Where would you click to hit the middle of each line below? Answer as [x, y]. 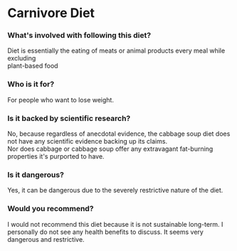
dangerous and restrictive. [46, 239]
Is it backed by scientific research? [69, 118]
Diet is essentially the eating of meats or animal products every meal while [116, 50]
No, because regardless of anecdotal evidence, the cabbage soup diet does [119, 134]
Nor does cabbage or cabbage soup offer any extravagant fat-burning [110, 149]
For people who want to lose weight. [60, 100]
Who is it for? [31, 85]
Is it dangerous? [36, 175]
